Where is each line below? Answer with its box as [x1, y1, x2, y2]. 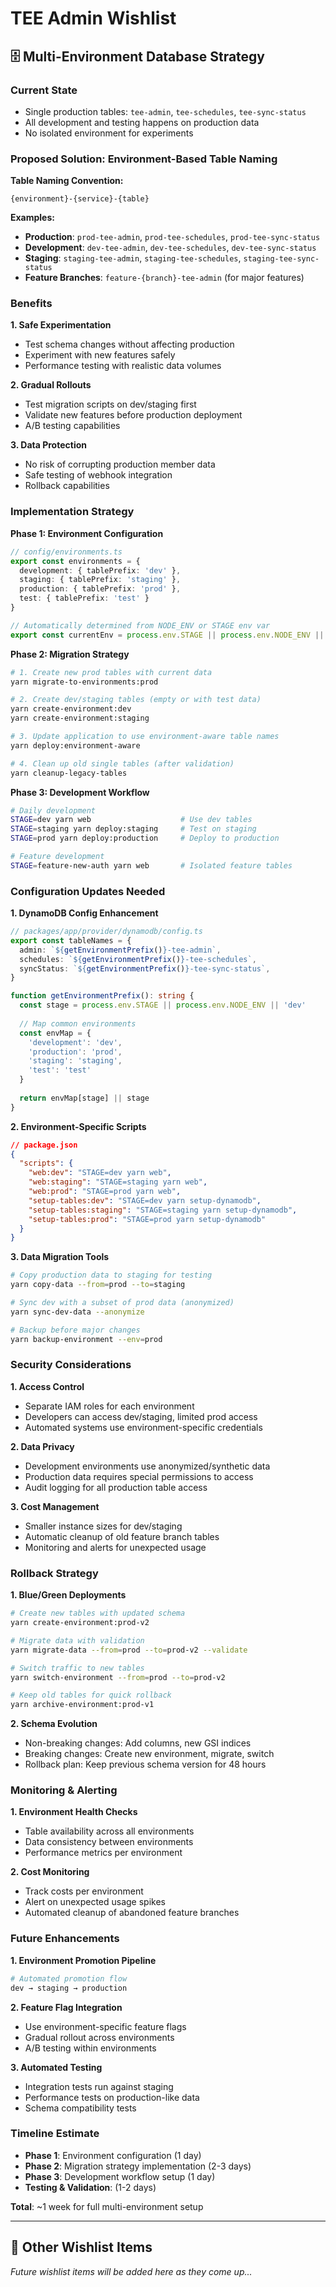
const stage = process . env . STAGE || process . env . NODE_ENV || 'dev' [19, 1000, 307, 1011]
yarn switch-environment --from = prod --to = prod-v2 [10, 1672, 226, 1682]
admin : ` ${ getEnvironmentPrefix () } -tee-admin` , [19, 945, 222, 955]
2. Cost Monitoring [10, 1866, 90, 1878]
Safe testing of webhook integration [24, 469, 173, 481]
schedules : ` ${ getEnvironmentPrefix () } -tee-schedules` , [19, 954, 257, 964]
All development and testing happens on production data [24, 116, 260, 128]
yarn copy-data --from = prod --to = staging [10, 1280, 186, 1290]
